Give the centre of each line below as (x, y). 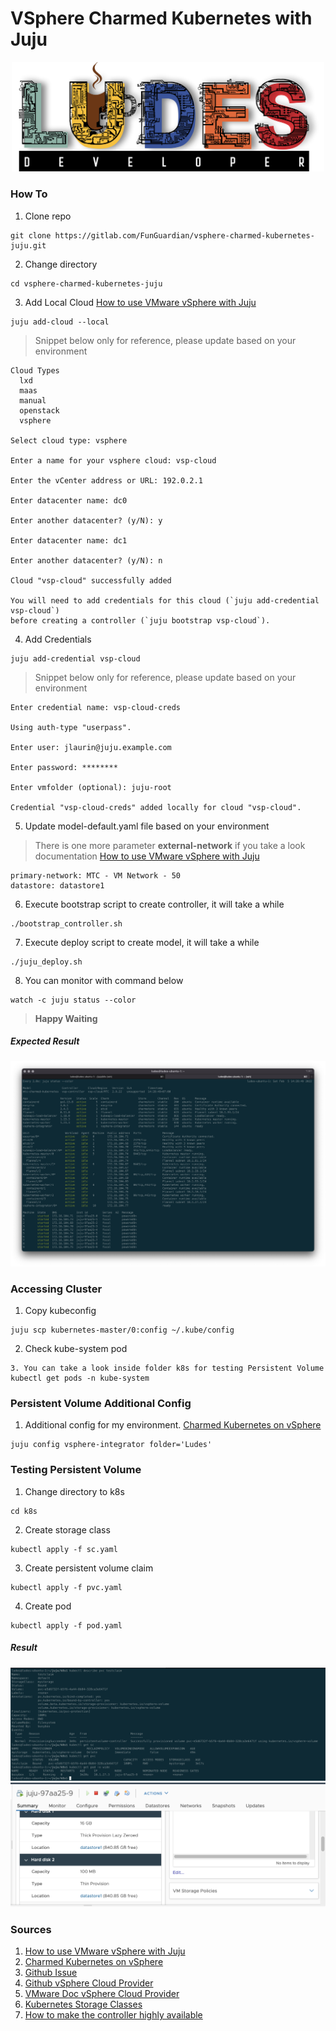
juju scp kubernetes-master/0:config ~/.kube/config (122, 1330)
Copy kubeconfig (60, 1311)
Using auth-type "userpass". (71, 727)
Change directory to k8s (74, 1491)
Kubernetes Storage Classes (83, 2004)
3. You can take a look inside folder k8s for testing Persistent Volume (167, 1368)
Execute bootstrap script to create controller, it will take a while (154, 904)
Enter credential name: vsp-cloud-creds (96, 707)
